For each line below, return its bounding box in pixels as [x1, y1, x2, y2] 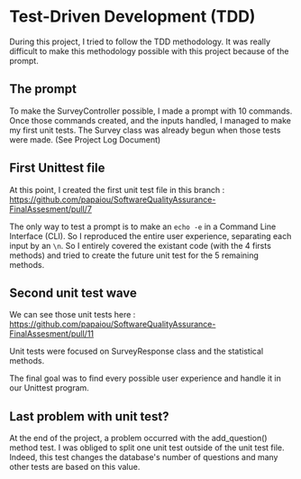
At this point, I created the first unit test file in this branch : [9, 184, 225, 195]
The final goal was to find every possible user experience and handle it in [9, 373, 281, 384]
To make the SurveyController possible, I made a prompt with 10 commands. [9, 106, 293, 116]
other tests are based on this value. [9, 462, 141, 473]
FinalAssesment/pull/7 [9, 203, 93, 214]
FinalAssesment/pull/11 [9, 328, 95, 339]
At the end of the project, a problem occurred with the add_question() [9, 433, 268, 444]
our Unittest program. [9, 382, 90, 393]
